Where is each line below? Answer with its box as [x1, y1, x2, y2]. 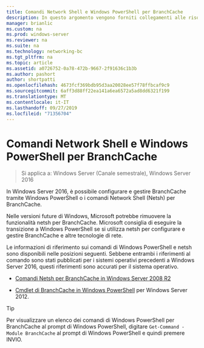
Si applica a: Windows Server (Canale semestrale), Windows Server [21, 169, 191, 177]
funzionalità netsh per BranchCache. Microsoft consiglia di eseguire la [6, 219, 182, 227]
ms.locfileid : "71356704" [6, 111, 72, 117]
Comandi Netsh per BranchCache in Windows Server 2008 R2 [15, 275, 171, 282]
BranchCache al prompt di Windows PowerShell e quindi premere [25, 329, 185, 337]
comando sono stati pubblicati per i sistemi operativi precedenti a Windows [6, 256, 195, 264]
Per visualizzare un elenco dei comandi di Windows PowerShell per [6, 316, 175, 324]
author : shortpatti [6, 77, 56, 83]
